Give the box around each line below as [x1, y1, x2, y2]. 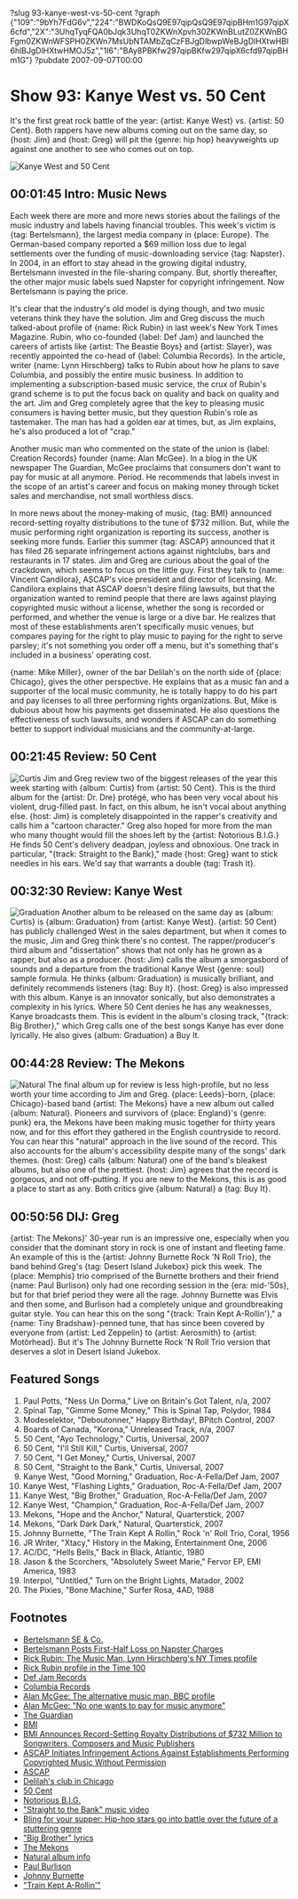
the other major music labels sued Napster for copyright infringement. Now [10, 276, 285, 287]
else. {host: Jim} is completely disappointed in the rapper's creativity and [10, 810, 278, 821]
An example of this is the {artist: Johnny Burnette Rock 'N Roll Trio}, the [10, 1251, 271, 1262]
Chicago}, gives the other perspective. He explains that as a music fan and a [10, 676, 289, 687]
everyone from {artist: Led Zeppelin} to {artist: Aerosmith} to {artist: [10, 1327, 257, 1338]
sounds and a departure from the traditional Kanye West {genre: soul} [10, 964, 265, 975]
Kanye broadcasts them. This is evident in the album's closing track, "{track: [10, 1011, 289, 1022]
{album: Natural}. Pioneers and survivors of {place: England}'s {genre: [10, 1107, 267, 1119]
